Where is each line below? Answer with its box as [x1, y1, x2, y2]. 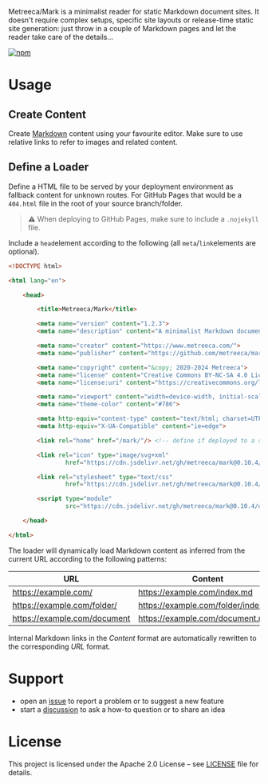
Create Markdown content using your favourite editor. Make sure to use [8, 129, 243, 138]
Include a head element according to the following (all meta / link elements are [8, 238, 257, 247]
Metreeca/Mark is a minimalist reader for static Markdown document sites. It [8, 7, 259, 16]
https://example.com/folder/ [12, 599, 117, 610]
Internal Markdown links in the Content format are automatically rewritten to [8, 633, 257, 642]
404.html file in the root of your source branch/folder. [8, 198, 183, 208]
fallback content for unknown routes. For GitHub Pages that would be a [8, 190, 242, 199]
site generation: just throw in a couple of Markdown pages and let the [8, 24, 237, 33]
